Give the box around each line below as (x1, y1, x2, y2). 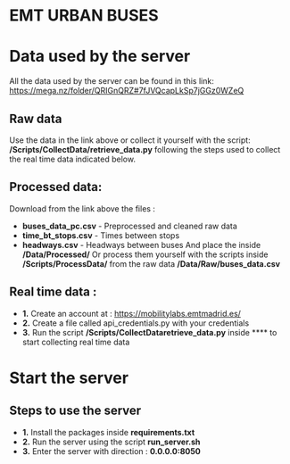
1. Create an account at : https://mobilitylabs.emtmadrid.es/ (21, 308, 241, 319)
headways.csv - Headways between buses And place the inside (21, 239, 261, 250)
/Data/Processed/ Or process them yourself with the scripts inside (21, 249, 269, 260)
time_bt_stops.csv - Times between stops (21, 229, 180, 241)
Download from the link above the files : (9, 203, 156, 214)
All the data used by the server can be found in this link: (9, 76, 214, 87)
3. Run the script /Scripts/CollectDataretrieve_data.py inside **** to (21, 327, 278, 337)
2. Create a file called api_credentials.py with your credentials (21, 318, 250, 328)
